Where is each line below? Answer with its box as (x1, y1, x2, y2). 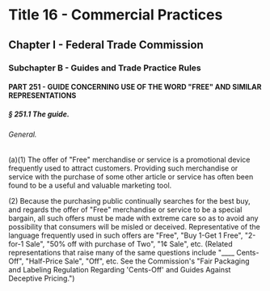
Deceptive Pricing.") (8, 273, 75, 283)
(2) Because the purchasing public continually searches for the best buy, (8, 196, 251, 205)
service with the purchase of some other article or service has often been (8, 171, 254, 181)
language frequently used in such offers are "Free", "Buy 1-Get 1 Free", (8, 230, 243, 240)
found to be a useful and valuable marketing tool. (8, 180, 172, 190)
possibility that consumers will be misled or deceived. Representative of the (8, 221, 260, 231)
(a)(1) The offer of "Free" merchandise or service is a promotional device (8, 154, 251, 164)
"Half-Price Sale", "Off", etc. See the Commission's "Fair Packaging (25, 256, 250, 266)
